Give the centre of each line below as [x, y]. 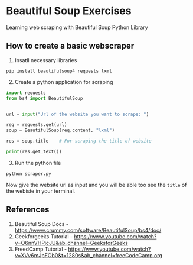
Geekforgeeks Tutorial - [43, 236]
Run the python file [38, 163]
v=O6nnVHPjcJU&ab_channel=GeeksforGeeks [71, 243]
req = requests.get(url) [37, 125]
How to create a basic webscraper [70, 46]
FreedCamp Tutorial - [40, 249]
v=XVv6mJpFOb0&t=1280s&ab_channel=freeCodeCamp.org [88, 255]
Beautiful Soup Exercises [69, 11]
